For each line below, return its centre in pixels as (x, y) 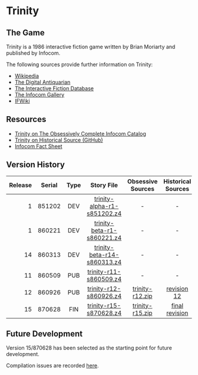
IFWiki (22, 101)
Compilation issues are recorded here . (52, 366)
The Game (26, 33)
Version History (35, 165)
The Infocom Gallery (39, 95)
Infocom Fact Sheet (39, 146)
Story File (104, 185)
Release (21, 185)
